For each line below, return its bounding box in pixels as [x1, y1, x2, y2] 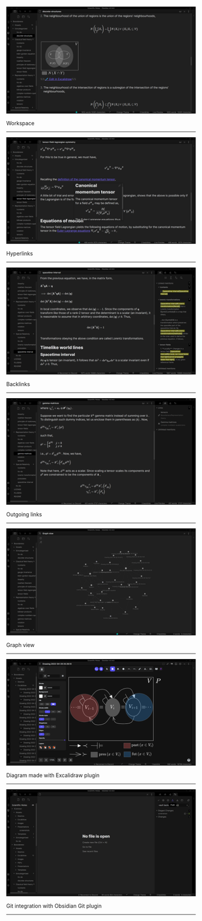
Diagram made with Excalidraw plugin [6, 772, 100, 779]
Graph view [6, 641, 35, 648]
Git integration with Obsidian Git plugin [6, 902, 102, 910]
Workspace [6, 119, 35, 126]
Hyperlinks [6, 250, 33, 257]
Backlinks [6, 380, 30, 387]
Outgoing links [6, 511, 42, 518]
